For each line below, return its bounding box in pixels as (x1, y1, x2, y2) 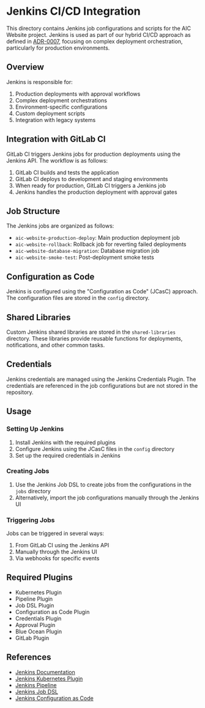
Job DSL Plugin (15, 601, 54, 609)
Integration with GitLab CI (6, 134, 106, 145)
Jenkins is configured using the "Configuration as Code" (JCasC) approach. (6, 288, 198, 295)
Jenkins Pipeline (15, 681, 57, 688)
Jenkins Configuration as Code (15, 695, 94, 702)
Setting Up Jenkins (6, 425, 64, 433)
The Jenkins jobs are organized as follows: (6, 222, 114, 229)
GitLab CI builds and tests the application (15, 169, 119, 176)
